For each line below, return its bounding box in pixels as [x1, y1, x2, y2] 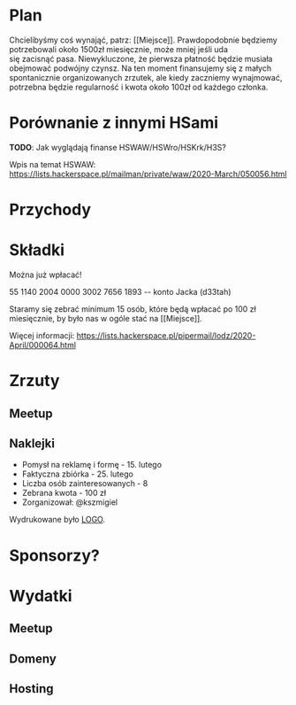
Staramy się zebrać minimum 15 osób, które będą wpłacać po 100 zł [9, 304, 256, 314]
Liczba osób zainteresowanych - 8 [21, 478, 148, 489]
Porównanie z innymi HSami [9, 112, 219, 133]
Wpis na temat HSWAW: [9, 159, 96, 169]
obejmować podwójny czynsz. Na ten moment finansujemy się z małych [9, 63, 272, 74]
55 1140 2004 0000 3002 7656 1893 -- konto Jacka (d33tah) [9, 287, 231, 297]
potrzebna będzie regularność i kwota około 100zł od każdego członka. [9, 81, 269, 92]
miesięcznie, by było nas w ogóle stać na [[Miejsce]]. [9, 314, 203, 323]
